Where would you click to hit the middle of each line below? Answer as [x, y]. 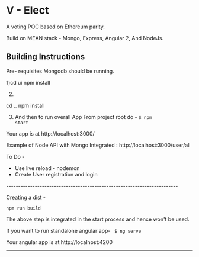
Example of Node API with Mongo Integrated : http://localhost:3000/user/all [98, 145]
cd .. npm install [25, 105]
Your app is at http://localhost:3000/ [50, 133]
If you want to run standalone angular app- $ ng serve [74, 230]
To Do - [15, 156]
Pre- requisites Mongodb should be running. [60, 71]
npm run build [24, 208]
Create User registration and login [56, 174]
